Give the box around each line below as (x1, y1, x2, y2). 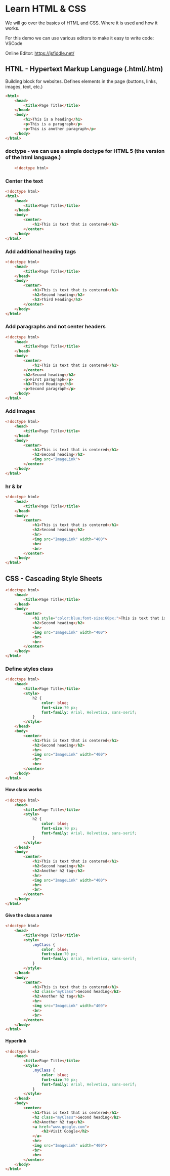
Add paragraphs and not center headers (5, 323, 106, 330)
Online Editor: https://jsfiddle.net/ (5, 50, 75, 56)
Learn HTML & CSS (5, 3, 87, 15)
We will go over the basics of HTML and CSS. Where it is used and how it (5, 20, 158, 26)
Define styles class (5, 666, 53, 673)
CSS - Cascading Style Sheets (5, 574, 103, 583)
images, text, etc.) (5, 83, 43, 90)
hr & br (5, 483, 22, 490)
